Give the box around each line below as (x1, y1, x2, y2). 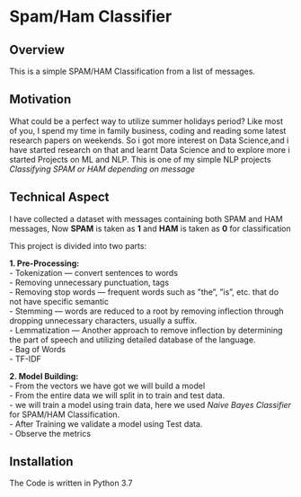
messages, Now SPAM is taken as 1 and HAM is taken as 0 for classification (9, 223, 292, 234)
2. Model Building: (9, 370, 79, 381)
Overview (9, 42, 66, 58)
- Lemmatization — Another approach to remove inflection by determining (9, 324, 283, 335)
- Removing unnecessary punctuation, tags (9, 277, 169, 288)
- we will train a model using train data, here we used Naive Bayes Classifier (9, 399, 292, 410)
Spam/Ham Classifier (9, 6, 173, 27)
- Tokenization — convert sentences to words (9, 267, 178, 278)
